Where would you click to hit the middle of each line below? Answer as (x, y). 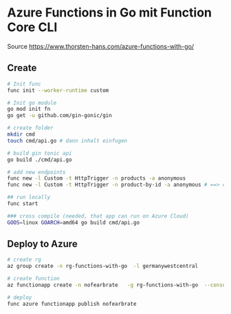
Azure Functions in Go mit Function (109, 13)
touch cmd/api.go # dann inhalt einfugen (67, 140)
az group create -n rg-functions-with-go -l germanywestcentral (102, 266)
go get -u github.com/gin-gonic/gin (59, 116)
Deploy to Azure (42, 244)
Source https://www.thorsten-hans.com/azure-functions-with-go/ (101, 46)
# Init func (24, 84)
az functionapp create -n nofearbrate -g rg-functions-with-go (102, 285)
